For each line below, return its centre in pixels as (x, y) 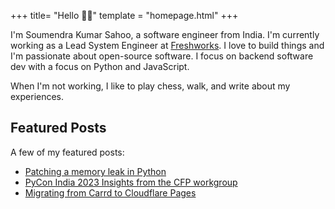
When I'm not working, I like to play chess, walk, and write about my (150, 86)
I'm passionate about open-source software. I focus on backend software (162, 56)
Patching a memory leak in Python (95, 171)
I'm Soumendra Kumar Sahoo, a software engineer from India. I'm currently (165, 34)
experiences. (37, 96)
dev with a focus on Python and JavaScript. (100, 66)
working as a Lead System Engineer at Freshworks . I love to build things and (167, 45)
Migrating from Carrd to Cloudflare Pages (110, 192)
